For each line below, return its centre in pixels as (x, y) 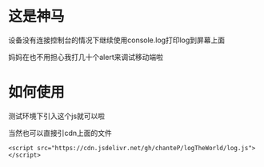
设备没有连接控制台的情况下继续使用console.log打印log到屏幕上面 (117, 40)
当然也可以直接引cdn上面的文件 (60, 133)
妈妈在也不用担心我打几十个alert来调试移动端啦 (86, 57)
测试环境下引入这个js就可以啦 (57, 116)
